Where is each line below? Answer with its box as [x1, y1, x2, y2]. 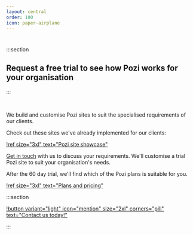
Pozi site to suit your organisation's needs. [6, 159, 111, 166]
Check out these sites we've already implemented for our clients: [6, 129, 166, 136]
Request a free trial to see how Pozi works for [6, 63, 178, 73]
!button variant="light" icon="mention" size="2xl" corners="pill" [6, 205, 164, 212]
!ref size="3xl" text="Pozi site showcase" [6, 141, 108, 148]
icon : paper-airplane [6, 20, 60, 26]
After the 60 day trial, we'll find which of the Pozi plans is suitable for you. [6, 170, 188, 178]
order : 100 [6, 14, 33, 20]
